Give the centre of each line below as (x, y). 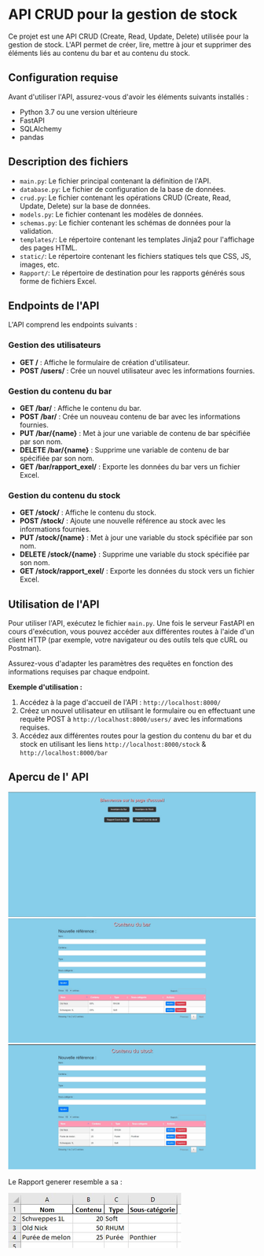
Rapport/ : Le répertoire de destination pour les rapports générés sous (132, 272)
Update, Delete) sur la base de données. (85, 205)
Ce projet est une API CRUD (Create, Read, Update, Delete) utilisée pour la (128, 36)
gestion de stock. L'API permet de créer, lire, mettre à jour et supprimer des (130, 44)
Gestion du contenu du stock (64, 495)
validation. (36, 231)
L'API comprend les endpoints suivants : (73, 325)
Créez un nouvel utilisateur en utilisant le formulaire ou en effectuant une (137, 711)
